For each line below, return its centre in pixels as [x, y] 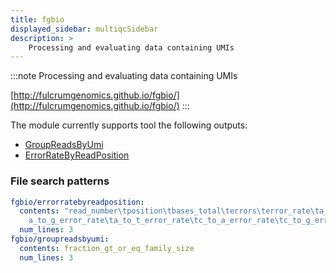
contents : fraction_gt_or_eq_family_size [107, 248]
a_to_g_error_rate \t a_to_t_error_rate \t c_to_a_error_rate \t [156, 221]
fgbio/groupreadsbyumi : [60, 239]
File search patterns [60, 181]
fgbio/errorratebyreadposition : [77, 202]
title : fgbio [37, 19]
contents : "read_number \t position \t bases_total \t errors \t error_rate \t [169, 211]
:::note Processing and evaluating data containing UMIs [124, 76]
